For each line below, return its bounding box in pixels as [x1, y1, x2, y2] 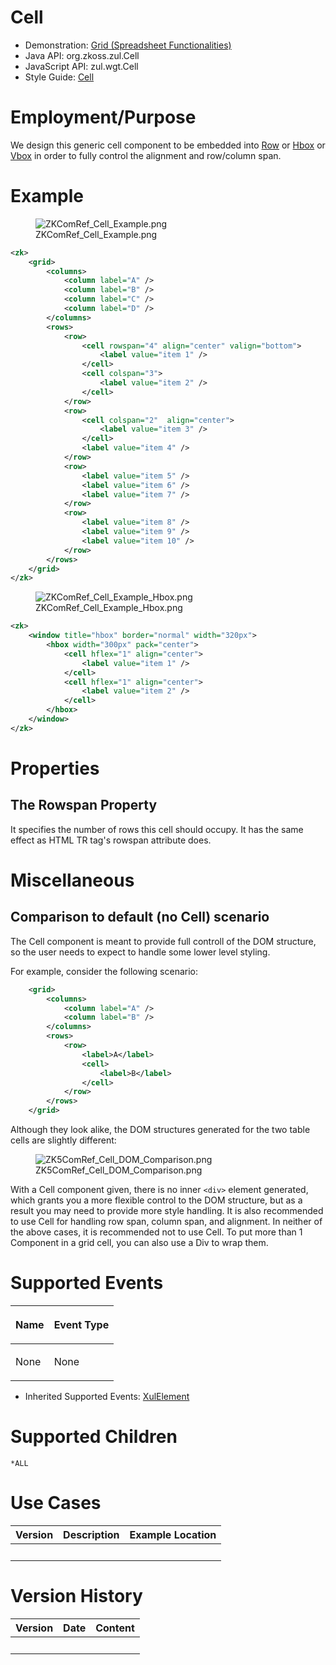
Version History [10, 1585, 143, 1608]
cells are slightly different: [10, 1134, 117, 1146]
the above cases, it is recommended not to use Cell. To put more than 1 [10, 1226, 303, 1238]
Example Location [129, 1527, 217, 1541]
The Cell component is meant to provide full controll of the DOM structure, [10, 935, 317, 947]
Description [63, 1527, 120, 1541]
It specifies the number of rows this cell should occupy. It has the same [10, 823, 304, 835]
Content [95, 1621, 135, 1635]
